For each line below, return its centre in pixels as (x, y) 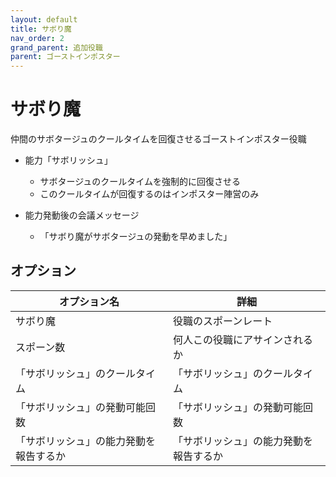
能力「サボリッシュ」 (68, 160)
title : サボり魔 (41, 29)
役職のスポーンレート (223, 321)
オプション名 (89, 301)
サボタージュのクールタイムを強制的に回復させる (140, 182)
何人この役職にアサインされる (243, 339)
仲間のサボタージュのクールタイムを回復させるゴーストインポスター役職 (158, 139)
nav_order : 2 (37, 38)
